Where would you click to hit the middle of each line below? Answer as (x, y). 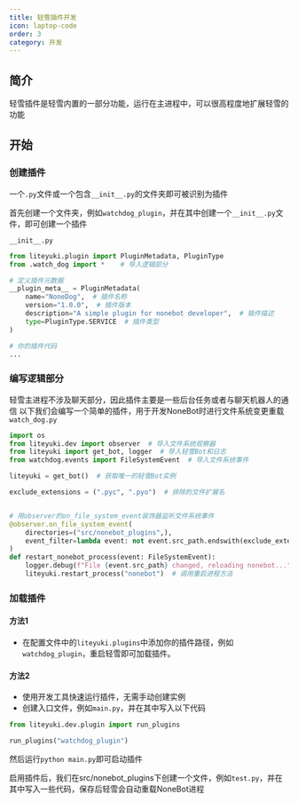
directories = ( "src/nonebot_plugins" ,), (99, 532)
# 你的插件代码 (33, 346)
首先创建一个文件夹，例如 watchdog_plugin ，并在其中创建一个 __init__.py (143, 212)
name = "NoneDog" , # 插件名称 (76, 297)
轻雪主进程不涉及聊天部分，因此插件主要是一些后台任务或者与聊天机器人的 (145, 400)
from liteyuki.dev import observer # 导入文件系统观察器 (112, 444)
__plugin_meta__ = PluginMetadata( (75, 289)
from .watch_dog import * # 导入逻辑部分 (89, 264)
